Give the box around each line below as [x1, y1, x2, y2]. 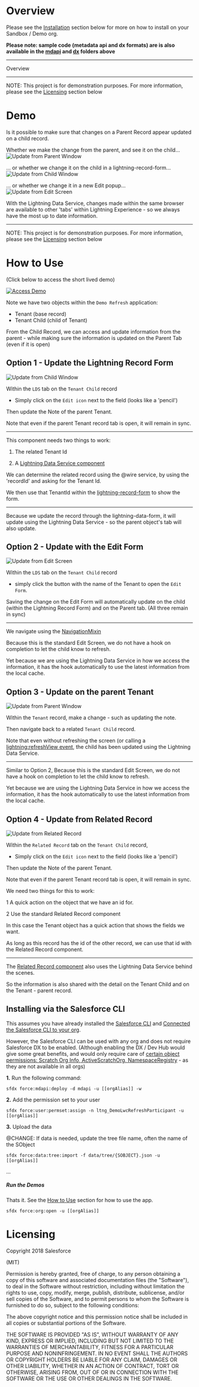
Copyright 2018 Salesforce [6, 1247, 71, 1254]
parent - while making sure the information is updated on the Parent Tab [6, 334, 182, 341]
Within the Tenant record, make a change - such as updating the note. [6, 714, 176, 721]
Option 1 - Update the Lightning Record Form [6, 358, 174, 368]
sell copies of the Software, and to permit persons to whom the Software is [6, 1295, 190, 1302]
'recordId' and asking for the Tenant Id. [6, 477, 102, 484]
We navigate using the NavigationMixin [6, 628, 102, 635]
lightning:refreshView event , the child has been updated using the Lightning [6, 744, 191, 751]
